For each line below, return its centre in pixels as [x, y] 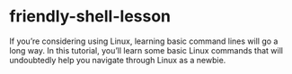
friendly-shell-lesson [90, 16]
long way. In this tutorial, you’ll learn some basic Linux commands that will [146, 50]
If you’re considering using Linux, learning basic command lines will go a [144, 41]
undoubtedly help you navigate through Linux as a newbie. [118, 60]
